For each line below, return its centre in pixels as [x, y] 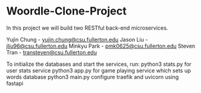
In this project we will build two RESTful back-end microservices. [87, 28]
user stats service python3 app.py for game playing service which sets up [99, 70]
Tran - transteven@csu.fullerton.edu [51, 52]
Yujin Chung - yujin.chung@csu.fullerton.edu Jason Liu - [77, 39]
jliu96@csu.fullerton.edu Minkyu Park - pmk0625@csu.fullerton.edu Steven [101, 46]
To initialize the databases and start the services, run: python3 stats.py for [99, 64]
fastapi [15, 83]
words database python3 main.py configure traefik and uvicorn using [93, 77]
